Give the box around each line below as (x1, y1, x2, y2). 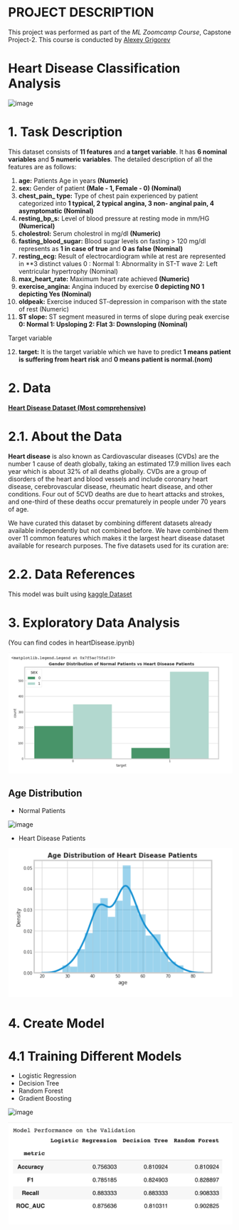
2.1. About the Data (8, 428, 122, 445)
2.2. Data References (8, 566, 136, 582)
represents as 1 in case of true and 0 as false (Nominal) (18, 244, 184, 253)
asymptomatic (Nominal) (18, 206, 95, 215)
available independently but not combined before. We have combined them (8, 526, 229, 534)
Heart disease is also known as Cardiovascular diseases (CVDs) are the (8, 452, 220, 460)
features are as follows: (8, 162, 77, 171)
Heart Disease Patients (18, 834, 86, 842)
